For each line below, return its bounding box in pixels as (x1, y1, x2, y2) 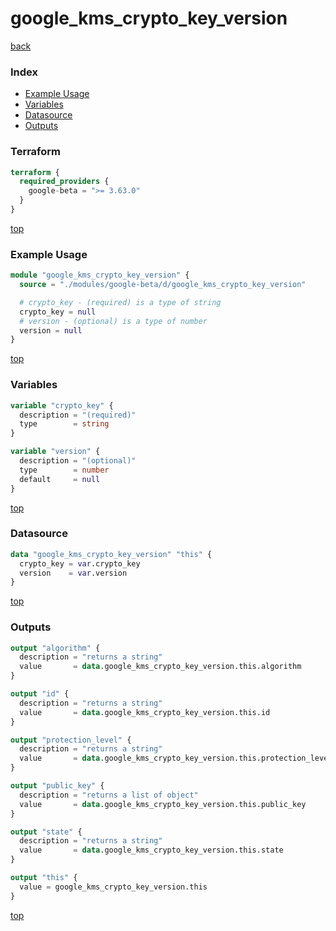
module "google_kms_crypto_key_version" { (10, 270, 190, 281)
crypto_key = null (19, 307, 97, 317)
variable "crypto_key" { (10, 400, 114, 411)
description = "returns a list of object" (19, 790, 199, 800)
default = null (19, 474, 101, 484)
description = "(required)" (19, 410, 137, 420)
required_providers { (19, 177, 110, 187)
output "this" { (10, 873, 78, 883)
